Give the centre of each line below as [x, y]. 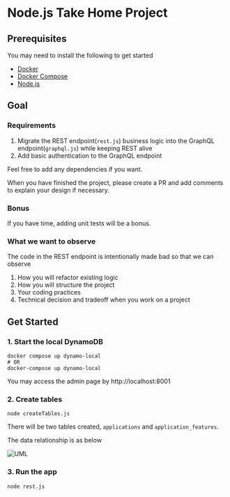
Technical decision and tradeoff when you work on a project [103, 300]
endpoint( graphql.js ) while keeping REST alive [85, 148]
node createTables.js [39, 414]
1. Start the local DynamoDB [55, 341]
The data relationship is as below [55, 440]
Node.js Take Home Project [87, 13]
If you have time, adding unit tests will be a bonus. [79, 223]
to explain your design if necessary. [58, 190]
